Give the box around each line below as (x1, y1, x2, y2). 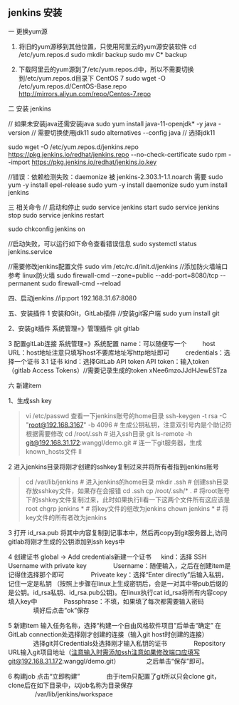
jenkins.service (8, 247, 53, 255)
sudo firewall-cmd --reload (41, 279, 122, 288)
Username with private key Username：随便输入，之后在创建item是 (8, 561, 231, 569)
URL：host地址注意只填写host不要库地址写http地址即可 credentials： (8, 348, 225, 357)
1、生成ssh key (8, 396, 52, 405)
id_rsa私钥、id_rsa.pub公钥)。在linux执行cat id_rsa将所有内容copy (32, 588, 228, 597)
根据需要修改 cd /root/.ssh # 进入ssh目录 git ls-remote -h (25, 429, 193, 437)
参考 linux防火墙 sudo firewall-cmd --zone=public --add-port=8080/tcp (8, 270, 219, 280)
